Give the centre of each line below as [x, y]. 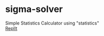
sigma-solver [34, 9]
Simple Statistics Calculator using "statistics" [52, 23]
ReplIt [11, 28]
